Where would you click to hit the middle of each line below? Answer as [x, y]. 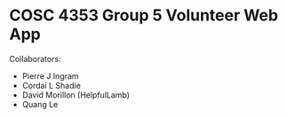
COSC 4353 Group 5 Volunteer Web [143, 16]
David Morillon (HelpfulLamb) [76, 95]
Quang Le [40, 104]
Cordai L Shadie [52, 85]
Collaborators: [35, 59]
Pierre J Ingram [50, 75]
